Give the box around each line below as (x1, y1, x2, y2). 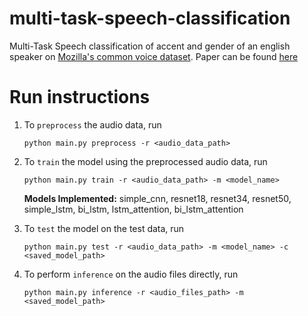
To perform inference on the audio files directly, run (23, 268, 239, 280)
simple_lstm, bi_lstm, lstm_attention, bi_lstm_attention (23, 203, 244, 215)
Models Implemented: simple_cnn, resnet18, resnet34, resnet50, (23, 192, 292, 204)
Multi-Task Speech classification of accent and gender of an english (9, 40, 291, 52)
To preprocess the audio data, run (23, 118, 162, 131)
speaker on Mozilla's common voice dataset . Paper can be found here (9, 50, 299, 62)
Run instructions (9, 86, 151, 109)
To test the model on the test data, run (23, 222, 185, 234)
